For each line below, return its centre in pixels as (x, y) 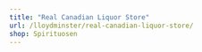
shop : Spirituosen (43, 33)
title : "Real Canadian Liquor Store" (80, 17)
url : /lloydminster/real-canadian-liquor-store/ (101, 26)
